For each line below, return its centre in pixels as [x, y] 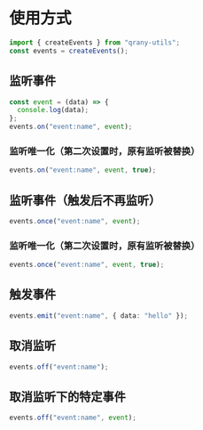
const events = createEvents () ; [69, 51]
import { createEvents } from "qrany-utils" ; [94, 42]
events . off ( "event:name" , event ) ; [73, 418]
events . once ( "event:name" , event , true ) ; [87, 265]
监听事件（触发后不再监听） [85, 200]
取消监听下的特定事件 [67, 397]
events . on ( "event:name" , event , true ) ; [83, 170]
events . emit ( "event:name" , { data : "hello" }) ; [99, 316]
